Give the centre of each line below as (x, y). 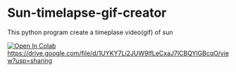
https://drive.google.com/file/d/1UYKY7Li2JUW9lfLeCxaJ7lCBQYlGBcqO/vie (118, 53)
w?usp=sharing (30, 60)
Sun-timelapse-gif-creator (87, 13)
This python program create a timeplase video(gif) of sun (91, 32)
